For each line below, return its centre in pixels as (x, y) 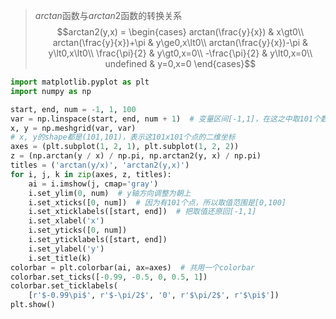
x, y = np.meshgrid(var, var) (73, 128)
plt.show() (33, 305)
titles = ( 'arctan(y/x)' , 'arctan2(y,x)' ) (100, 165)
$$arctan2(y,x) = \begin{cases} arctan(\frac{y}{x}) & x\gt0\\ (180, 32)
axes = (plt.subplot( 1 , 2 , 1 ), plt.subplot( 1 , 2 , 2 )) (125, 147)
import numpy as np (51, 91)
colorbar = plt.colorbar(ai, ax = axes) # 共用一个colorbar (133, 267)
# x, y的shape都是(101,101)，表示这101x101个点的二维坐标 (123, 137)
